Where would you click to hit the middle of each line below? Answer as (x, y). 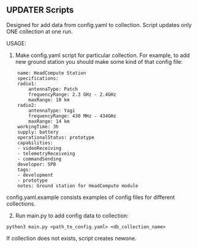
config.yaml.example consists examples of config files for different (91, 197)
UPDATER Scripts (40, 10)
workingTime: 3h (38, 126)
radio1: (27, 83)
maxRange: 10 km (49, 100)
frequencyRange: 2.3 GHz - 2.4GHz (72, 95)
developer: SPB (37, 164)
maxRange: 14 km (49, 121)
